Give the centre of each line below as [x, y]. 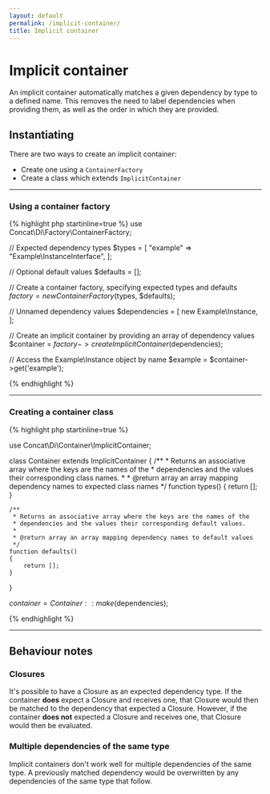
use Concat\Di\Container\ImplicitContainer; [80, 445]
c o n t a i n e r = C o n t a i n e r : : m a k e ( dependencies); [89, 603]
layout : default [36, 16]
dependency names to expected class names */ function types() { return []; [133, 486]
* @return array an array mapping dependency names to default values [133, 537]
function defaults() [44, 551]
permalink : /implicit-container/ [65, 23]
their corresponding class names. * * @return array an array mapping [124, 477]
